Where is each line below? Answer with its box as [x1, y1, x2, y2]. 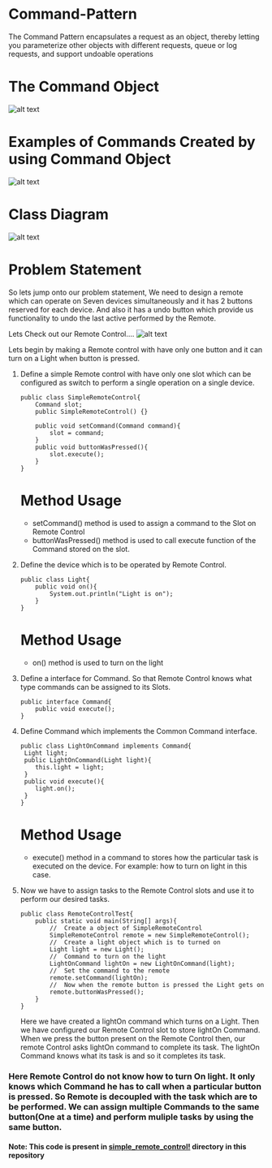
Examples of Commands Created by [8, 133, 256, 151]
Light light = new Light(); [50, 945, 145, 954]
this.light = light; [35, 763, 105, 771]
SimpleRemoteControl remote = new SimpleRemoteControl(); [50, 931, 250, 939]
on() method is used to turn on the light [32, 657, 164, 667]
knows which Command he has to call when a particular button [8, 1081, 262, 1093]
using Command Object [8, 150, 171, 169]
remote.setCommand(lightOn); [50, 973, 149, 982]
